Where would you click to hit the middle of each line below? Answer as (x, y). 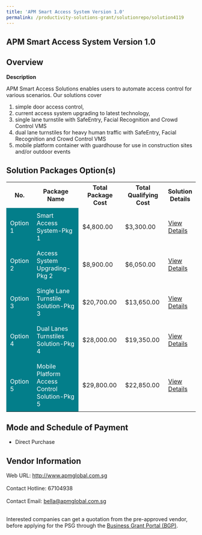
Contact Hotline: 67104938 (40, 489)
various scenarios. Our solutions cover (54, 95)
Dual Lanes (52, 328)
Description (21, 77)
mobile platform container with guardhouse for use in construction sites (103, 145)
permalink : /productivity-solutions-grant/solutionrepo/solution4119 (95, 17)
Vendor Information (44, 461)
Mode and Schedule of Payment (67, 427)
